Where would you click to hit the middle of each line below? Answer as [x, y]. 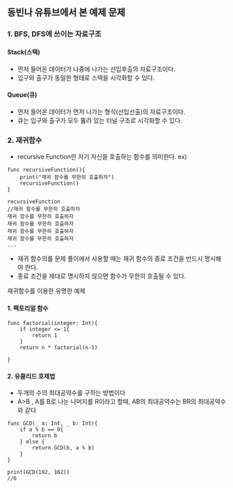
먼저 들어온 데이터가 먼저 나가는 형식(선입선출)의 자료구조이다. [101, 112]
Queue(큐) [22, 95]
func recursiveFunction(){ [46, 170]
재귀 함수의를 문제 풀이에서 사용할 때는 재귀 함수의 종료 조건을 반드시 [110, 259]
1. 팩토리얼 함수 [28, 308]
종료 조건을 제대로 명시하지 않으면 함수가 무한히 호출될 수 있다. [102, 276]
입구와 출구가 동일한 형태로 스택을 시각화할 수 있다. [86, 77]
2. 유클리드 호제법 [31, 376]
